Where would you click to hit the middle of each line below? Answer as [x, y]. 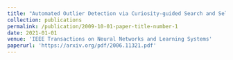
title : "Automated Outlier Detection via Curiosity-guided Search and [111, 13]
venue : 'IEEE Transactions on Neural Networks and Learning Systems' [110, 39]
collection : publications [44, 20]
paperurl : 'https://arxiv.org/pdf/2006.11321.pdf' [82, 46]
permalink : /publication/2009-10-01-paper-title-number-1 [93, 26]
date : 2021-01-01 [32, 33]
